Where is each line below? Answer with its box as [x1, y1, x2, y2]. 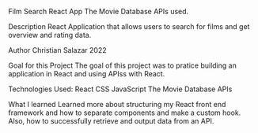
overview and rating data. [8, 31, 92, 39]
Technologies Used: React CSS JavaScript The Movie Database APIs [8, 84, 233, 94]
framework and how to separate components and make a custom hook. [8, 108, 241, 117]
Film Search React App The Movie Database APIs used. [8, 7, 189, 16]
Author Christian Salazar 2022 [8, 46, 107, 54]
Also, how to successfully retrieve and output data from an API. [8, 116, 214, 125]
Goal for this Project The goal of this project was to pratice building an [8, 61, 237, 70]
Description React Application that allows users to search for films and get [8, 22, 250, 31]
